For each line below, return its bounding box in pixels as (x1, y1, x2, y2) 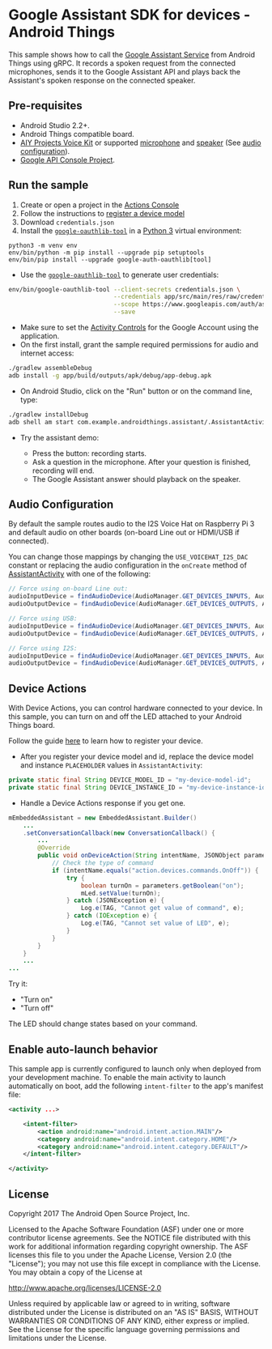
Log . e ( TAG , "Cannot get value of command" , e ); (80, 904, 244, 913)
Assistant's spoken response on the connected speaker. (8, 75, 196, 85)
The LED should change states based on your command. (8, 1019, 198, 1029)
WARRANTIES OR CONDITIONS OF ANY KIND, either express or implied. (8, 1316, 249, 1326)
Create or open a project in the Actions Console (19, 200, 180, 210)
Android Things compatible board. (19, 129, 135, 138)
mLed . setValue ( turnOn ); (80, 889, 161, 897)
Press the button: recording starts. (32, 448, 147, 458)
